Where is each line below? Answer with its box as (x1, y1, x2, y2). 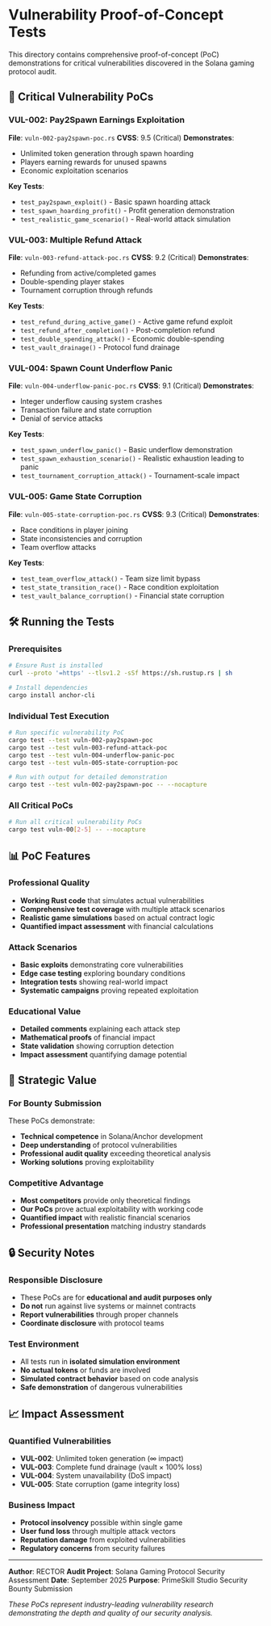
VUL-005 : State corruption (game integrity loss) (19, 1480, 180, 1489)
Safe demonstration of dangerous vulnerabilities (19, 1383, 183, 1393)
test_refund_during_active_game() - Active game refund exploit (19, 317, 233, 326)
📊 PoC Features (8, 849, 91, 863)
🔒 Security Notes (8, 1246, 95, 1259)
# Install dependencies (8, 683, 89, 691)
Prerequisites (8, 643, 62, 654)
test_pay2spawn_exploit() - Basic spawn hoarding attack (19, 196, 211, 207)
